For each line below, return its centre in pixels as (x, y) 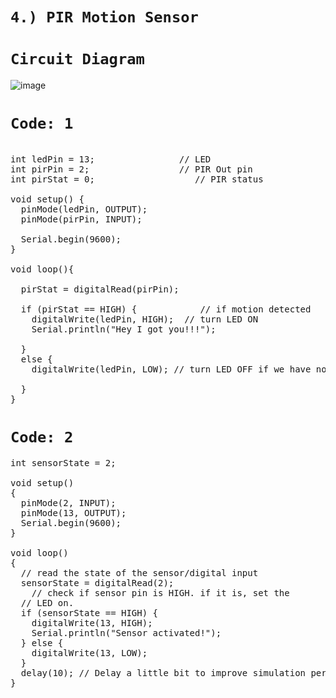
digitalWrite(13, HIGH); (92, 623)
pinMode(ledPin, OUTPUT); (84, 209)
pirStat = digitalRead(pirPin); (100, 289)
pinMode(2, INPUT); (68, 503)
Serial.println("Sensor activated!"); (126, 633)
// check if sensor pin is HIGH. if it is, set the (160, 593)
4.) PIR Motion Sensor (104, 17)
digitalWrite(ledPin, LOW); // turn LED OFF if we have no (179, 369)
